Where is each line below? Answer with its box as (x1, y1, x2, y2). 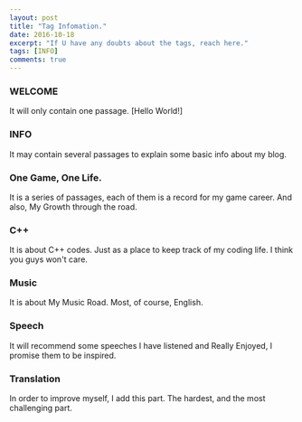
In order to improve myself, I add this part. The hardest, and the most (9, 393, 266, 404)
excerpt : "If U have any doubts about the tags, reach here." (9, 38, 249, 48)
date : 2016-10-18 (9, 30, 75, 39)
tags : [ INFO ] (9, 47, 59, 56)
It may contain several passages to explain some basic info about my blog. (9, 148, 288, 159)
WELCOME (9, 85, 59, 98)
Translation (9, 372, 61, 385)
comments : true (9, 55, 67, 64)
